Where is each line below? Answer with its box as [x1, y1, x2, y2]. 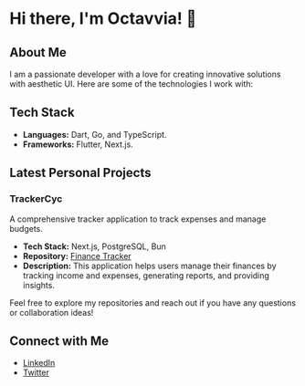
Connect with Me [9, 333, 110, 349]
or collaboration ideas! [9, 307, 94, 318]
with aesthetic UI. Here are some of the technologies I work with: [9, 78, 254, 89]
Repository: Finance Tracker [22, 250, 132, 261]
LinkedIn [22, 358, 56, 369]
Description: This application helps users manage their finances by [22, 260, 277, 271]
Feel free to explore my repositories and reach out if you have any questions [9, 297, 297, 308]
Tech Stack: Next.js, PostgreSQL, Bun [22, 241, 166, 252]
